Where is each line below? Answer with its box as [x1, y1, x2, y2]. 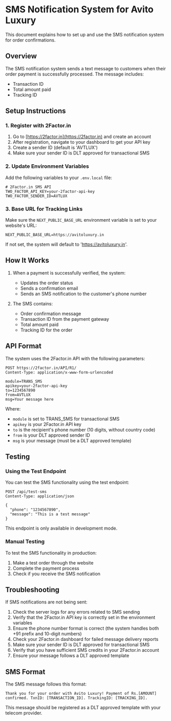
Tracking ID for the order [20, 327, 73, 333]
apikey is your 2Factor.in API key [12, 421, 82, 427]
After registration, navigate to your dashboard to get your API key [12, 139, 151, 145]
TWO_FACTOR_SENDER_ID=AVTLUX [5, 193, 68, 199]
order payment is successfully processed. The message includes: [5, 71, 144, 77]
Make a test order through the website [12, 559, 94, 566]
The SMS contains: [12, 300, 53, 306]
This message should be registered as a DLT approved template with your [5, 705, 161, 711]
